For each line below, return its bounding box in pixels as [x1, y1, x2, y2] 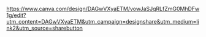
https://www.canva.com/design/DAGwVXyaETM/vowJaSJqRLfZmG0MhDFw [6, 5, 200, 12]
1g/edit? [6, 12, 26, 19]
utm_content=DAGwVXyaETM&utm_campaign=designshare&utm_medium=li [6, 18, 199, 25]
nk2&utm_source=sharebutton [6, 24, 83, 32]
